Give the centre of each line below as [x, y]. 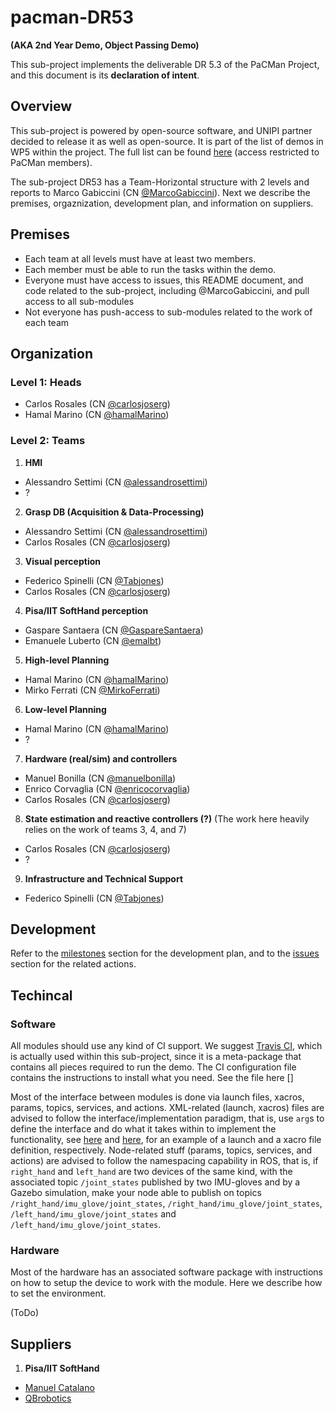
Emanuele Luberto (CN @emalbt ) [93, 640]
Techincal [41, 995]
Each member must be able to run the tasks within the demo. [150, 269]
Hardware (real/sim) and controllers [101, 758]
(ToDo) [25, 1313]
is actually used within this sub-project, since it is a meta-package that [156, 1057]
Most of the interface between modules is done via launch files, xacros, [157, 1097]
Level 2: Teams [48, 441]
